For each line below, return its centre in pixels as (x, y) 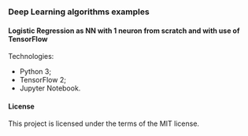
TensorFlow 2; (43, 80)
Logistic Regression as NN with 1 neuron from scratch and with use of (124, 31)
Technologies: (31, 57)
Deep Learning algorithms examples (79, 12)
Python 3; (35, 72)
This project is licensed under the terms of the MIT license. (104, 123)
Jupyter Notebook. (50, 88)
